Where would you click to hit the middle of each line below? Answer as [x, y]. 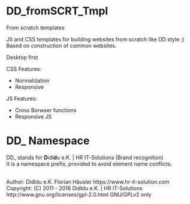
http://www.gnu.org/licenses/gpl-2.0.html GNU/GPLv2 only [79, 194]
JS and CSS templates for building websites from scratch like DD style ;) [95, 39]
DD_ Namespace [48, 141]
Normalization [32, 80]
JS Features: [22, 98]
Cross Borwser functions [46, 110]
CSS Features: [24, 69]
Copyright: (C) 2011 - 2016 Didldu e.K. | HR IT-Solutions [74, 188]
